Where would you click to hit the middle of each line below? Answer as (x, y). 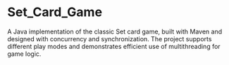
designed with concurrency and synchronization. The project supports (110, 38)
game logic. (24, 54)
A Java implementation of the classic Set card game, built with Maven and (115, 31)
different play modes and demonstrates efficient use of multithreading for (114, 46)
